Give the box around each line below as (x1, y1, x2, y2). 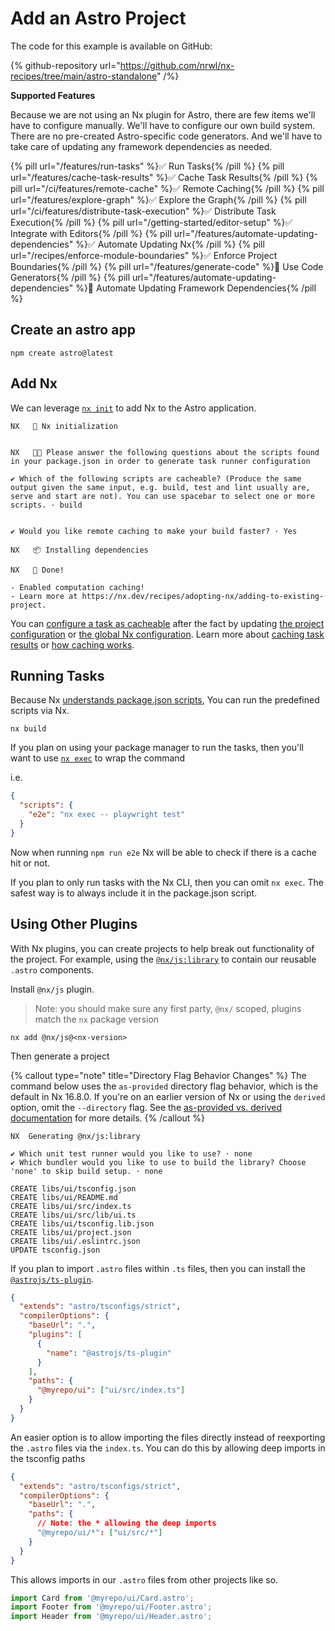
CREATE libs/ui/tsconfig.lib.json (10, 1218, 155, 1229)
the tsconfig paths (10, 1452, 86, 1464)
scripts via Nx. (10, 705, 70, 717)
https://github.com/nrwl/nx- (119, 59, 235, 71)
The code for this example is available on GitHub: (10, 40, 213, 52)
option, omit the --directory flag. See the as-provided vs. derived (10, 1101, 283, 1113)
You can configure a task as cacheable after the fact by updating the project (10, 617, 325, 629)
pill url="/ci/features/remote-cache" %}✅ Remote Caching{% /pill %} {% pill (10, 182, 325, 194)
